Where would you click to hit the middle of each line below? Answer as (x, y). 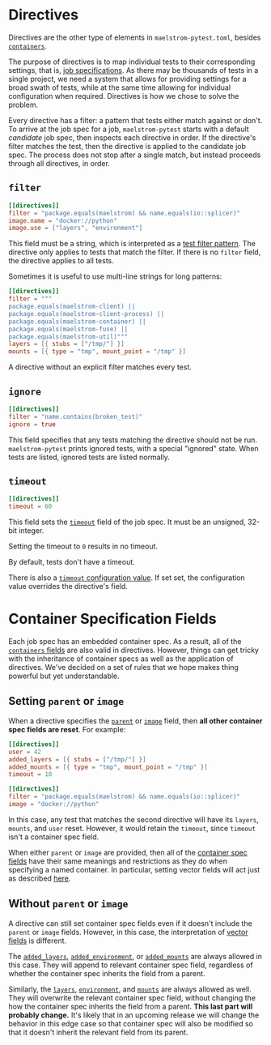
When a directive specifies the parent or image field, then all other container (135, 721)
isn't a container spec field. (54, 837)
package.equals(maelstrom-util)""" (68, 337)
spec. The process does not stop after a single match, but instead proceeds (135, 155)
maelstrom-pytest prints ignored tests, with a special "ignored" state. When (133, 448)
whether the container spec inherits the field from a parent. (107, 973)
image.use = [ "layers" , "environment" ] (76, 228)
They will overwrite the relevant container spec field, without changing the (132, 997)
